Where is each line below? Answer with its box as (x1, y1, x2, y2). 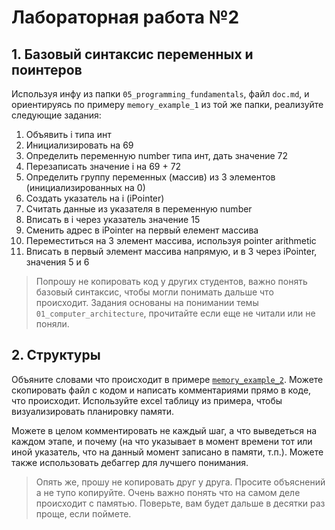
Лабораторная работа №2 (11, 6, 240, 29)
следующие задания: (11, 109, 102, 121)
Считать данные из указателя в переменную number (25, 203, 253, 215)
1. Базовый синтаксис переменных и (11, 46, 254, 63)
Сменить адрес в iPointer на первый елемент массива (25, 224, 259, 236)
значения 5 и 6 (25, 256, 90, 268)
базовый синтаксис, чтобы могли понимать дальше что (35, 286, 274, 298)
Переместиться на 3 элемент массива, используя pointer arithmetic (25, 235, 317, 246)
